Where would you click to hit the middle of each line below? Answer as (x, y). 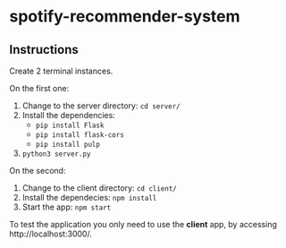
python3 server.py (56, 154)
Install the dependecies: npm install (89, 197)
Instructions (44, 50)
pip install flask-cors (80, 135)
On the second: (38, 171)
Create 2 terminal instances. (61, 71)
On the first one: (39, 88)
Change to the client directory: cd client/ (99, 188)
